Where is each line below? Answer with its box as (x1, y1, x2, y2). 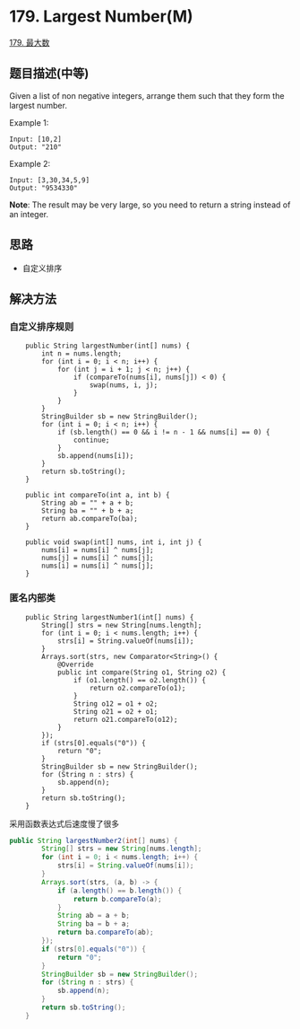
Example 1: (9, 117, 49, 128)
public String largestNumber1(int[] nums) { (25, 612, 194, 621)
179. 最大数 (9, 37, 50, 48)
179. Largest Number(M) (9, 6, 194, 27)
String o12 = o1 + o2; (73, 699, 159, 708)
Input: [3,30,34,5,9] (9, 175, 90, 185)
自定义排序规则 (9, 321, 74, 333)
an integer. (9, 208, 49, 219)
